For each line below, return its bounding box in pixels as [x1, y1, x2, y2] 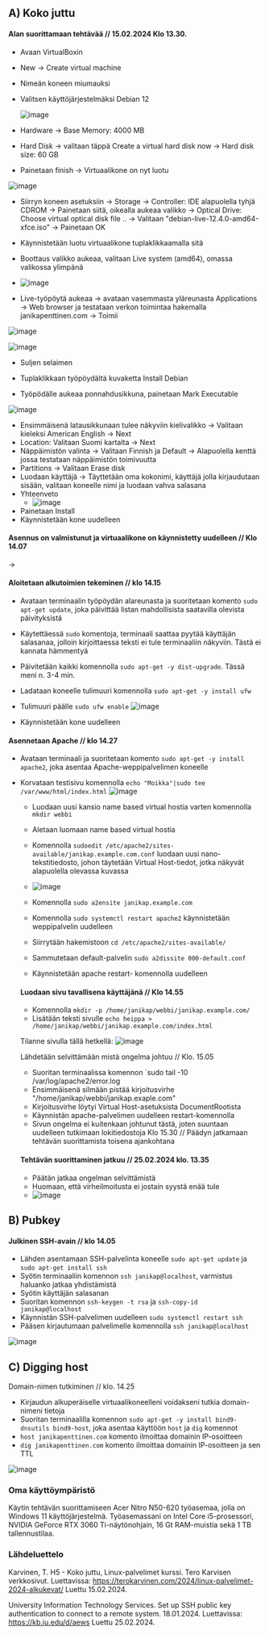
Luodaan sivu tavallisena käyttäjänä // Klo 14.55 [19, 987, 184, 997]
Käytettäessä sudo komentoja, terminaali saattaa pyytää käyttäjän [19, 629, 236, 638]
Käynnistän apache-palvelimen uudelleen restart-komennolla [31, 1111, 235, 1120]
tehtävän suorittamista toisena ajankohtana [31, 1137, 176, 1146]
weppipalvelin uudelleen [31, 922, 113, 931]
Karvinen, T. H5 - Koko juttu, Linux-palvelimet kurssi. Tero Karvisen [8, 1567, 232, 1577]
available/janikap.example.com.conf [31, 851, 155, 859]
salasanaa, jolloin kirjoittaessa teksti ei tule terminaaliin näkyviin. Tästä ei [19, 637, 262, 647]
